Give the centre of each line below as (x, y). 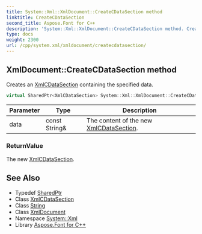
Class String (30, 205)
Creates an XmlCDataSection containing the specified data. (80, 84)
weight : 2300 (23, 40)
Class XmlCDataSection (44, 199)
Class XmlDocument (40, 212)
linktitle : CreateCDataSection (45, 17)
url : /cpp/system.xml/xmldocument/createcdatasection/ (76, 46)
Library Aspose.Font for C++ (50, 224)
